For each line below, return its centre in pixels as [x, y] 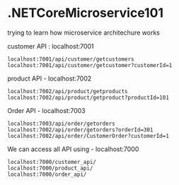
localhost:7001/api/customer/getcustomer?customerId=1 [90, 65]
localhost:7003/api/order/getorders [61, 124]
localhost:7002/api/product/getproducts [68, 91]
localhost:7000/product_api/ [50, 168]
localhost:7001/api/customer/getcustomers [71, 59]
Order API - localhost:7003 [47, 110]
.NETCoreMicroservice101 [86, 13]
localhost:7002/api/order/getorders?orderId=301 [80, 130]
